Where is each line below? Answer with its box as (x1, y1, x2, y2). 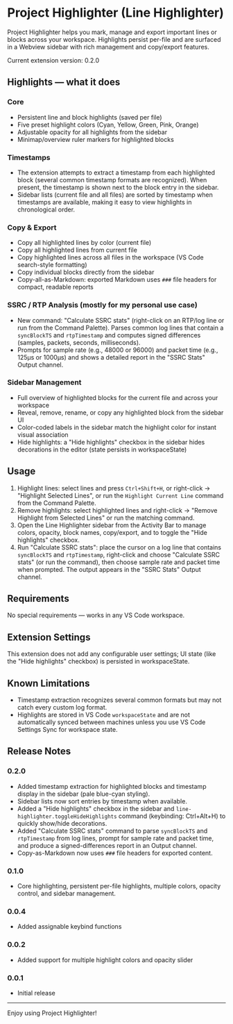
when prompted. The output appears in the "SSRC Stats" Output (17, 565, 201, 573)
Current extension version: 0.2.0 (7, 56, 100, 64)
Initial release (17, 989, 55, 997)
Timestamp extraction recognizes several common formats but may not (17, 696, 222, 704)
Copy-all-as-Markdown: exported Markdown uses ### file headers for (17, 275, 217, 284)
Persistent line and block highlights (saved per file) (17, 113, 162, 121)
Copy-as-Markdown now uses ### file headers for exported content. (17, 849, 213, 857)
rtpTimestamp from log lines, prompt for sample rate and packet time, (17, 833, 214, 842)
